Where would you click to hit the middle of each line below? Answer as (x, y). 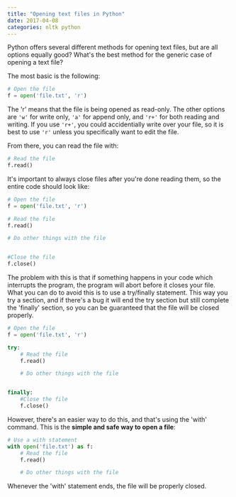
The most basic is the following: (54, 76)
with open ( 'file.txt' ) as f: (50, 447)
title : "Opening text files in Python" (66, 14)
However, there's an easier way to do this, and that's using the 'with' (107, 419)
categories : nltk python (44, 27)
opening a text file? (35, 62)
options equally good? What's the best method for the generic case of (110, 55)
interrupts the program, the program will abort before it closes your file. (112, 285)
